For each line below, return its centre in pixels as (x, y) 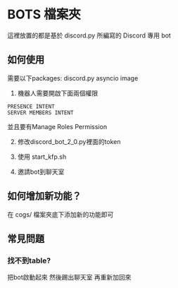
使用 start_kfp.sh (42, 157)
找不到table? (29, 260)
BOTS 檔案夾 (44, 14)
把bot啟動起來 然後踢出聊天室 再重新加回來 (69, 277)
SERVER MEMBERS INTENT (40, 113)
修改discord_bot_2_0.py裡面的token (69, 141)
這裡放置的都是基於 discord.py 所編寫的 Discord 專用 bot (89, 35)
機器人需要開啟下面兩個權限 (58, 93)
